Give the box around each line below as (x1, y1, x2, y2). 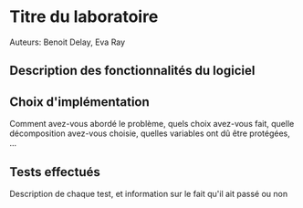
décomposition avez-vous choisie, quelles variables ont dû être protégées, (9, 128, 290, 139)
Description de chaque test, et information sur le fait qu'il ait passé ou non (9, 188, 288, 199)
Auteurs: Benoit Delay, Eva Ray (9, 36, 126, 47)
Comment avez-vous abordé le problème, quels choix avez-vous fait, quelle (9, 119, 295, 130)
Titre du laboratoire (9, 6, 159, 27)
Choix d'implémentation (9, 94, 151, 109)
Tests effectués (9, 164, 100, 180)
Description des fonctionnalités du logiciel (9, 63, 256, 78)
